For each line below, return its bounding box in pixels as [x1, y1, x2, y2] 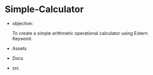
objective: [12, 20, 34, 26]
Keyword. [12, 35, 33, 42]
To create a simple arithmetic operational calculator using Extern [12, 30, 148, 36]
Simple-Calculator [5, 4, 84, 15]
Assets [12, 45, 27, 51]
